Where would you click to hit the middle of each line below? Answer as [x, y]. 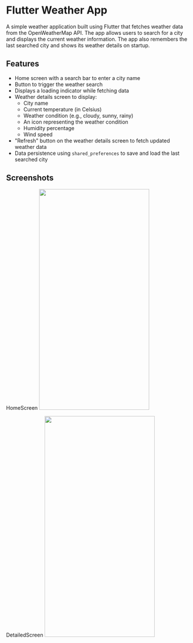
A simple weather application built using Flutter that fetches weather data [95, 26]
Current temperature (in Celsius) [62, 109]
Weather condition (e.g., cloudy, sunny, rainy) [78, 115]
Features [23, 64]
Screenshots [30, 178]
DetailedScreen [25, 635]
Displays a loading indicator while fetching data [72, 90]
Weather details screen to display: [56, 97]
